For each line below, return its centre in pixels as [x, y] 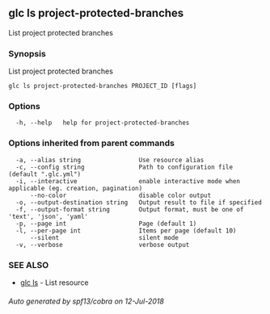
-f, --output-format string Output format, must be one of [130, 209]
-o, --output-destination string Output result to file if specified [139, 202]
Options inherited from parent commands [92, 143]
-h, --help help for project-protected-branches [103, 123]
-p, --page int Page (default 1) [106, 224]
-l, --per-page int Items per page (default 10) [126, 230]
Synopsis [27, 53]
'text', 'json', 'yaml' [49, 216]
